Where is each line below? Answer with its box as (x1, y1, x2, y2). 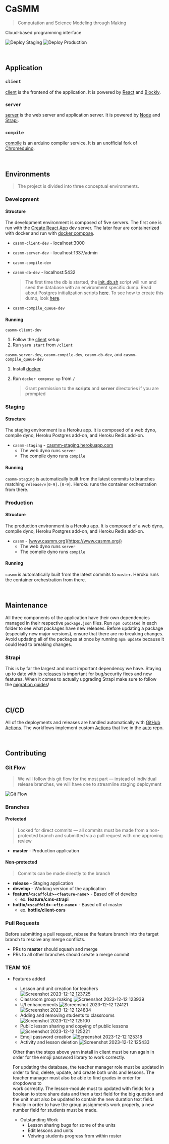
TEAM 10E (5, 964, 31, 971)
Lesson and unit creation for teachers (20, 985, 98, 992)
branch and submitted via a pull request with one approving (39, 832, 163, 838)
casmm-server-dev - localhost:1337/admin (12, 250, 98, 256)
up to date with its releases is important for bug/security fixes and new (5, 671, 152, 677)
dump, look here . (25, 295, 61, 301)
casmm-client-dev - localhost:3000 (12, 240, 85, 246)
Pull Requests (5, 919, 40, 927)
